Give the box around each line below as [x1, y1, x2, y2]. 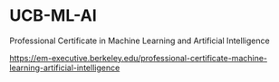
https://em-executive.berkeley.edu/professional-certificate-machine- [9, 52, 268, 63]
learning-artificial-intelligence [9, 62, 120, 73]
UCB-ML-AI [9, 5, 97, 26]
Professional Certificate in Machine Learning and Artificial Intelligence [9, 35, 270, 46]
